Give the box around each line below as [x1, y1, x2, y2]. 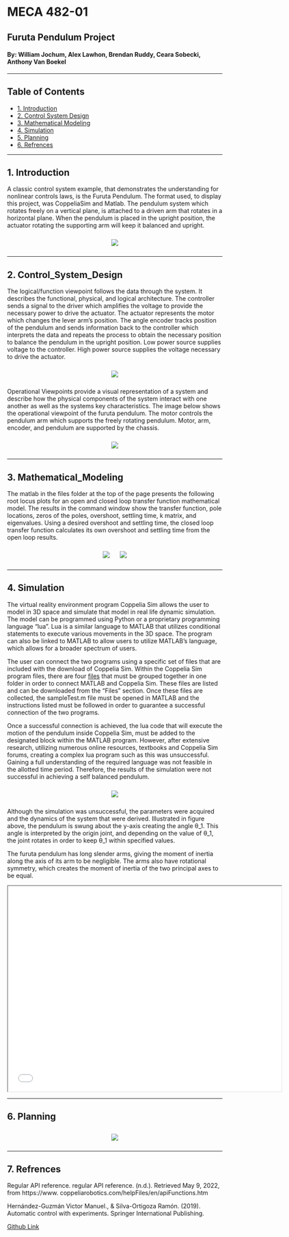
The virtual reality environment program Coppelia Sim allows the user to [7, 600, 210, 608]
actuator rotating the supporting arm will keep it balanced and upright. [7, 221, 205, 229]
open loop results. [7, 534, 58, 542]
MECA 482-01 [7, 4, 89, 20]
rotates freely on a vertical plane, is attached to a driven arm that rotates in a [7, 207, 223, 215]
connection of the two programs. [7, 708, 100, 716]
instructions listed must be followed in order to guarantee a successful [7, 701, 206, 709]
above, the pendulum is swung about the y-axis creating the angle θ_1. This [7, 821, 219, 829]
